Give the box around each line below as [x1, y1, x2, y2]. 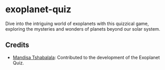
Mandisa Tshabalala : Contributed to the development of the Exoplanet [12, 54, 160, 60]
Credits [5, 41, 30, 50]
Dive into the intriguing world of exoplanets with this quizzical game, [5, 20, 149, 27]
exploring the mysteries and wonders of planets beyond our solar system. [5, 26, 160, 32]
